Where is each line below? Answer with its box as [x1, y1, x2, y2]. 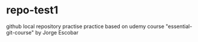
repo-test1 [6, 3, 58, 17]
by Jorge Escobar [35, 29, 79, 36]
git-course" [6, 29, 34, 36]
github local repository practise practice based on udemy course [6, 23, 165, 30]
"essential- [165, 23, 193, 30]
